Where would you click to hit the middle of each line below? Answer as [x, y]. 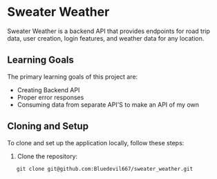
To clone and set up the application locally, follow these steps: [96, 143]
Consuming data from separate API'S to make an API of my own [108, 105]
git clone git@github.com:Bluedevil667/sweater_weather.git [105, 169]
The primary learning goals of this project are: [73, 76]
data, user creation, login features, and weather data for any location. [106, 38]
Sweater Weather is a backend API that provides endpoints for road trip [109, 31]
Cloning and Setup [48, 126]
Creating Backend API [48, 89]
